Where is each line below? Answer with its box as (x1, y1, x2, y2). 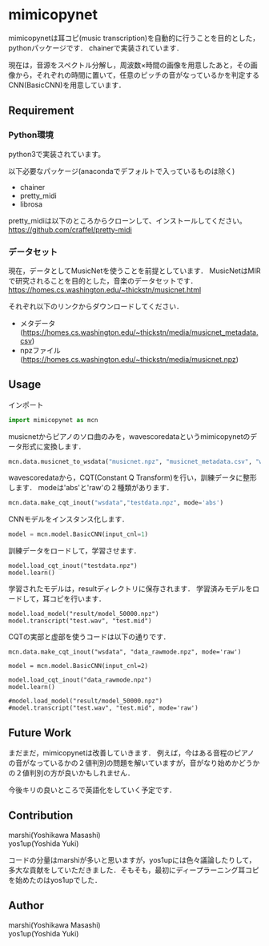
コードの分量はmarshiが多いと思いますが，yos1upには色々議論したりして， (8, 855, 256, 864)
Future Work (8, 726, 72, 739)
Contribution (8, 809, 74, 823)
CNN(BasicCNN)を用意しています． (8, 80, 126, 90)
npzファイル (19, 345, 62, 355)
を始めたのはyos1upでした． (8, 875, 102, 884)
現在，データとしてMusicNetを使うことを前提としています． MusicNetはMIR (8, 266, 261, 276)
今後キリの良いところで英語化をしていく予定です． (8, 785, 177, 795)
